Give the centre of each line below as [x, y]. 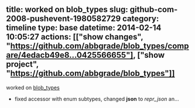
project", [23, 65]
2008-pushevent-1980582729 [64, 19]
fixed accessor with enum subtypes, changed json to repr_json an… [97, 99]
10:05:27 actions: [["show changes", [75, 37]
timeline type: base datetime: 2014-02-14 [84, 28]
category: [141, 19]
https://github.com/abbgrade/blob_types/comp [100, 46]
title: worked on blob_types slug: [67, 10]
